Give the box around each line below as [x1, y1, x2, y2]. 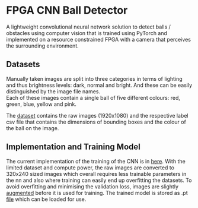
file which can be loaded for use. [6, 196, 87, 203]
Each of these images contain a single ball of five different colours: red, [6, 94, 181, 101]
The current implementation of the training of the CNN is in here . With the [6, 157, 186, 165]
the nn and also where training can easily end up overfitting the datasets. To [6, 177, 192, 184]
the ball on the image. [6, 124, 59, 131]
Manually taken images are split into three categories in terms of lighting [6, 75, 183, 82]
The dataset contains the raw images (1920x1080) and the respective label [6, 112, 189, 119]
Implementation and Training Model [6, 142, 140, 152]
